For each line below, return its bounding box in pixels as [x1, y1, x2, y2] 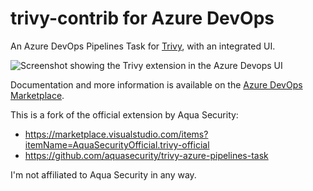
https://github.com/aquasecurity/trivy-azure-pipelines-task [24, 149, 269, 161]
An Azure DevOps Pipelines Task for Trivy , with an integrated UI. [10, 40, 276, 52]
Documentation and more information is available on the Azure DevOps [10, 78, 303, 91]
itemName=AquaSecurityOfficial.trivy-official [24, 138, 210, 151]
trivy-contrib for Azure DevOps [10, 7, 275, 30]
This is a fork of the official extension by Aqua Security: [10, 108, 239, 121]
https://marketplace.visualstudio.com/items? [24, 128, 209, 140]
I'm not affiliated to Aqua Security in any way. [10, 168, 197, 181]
